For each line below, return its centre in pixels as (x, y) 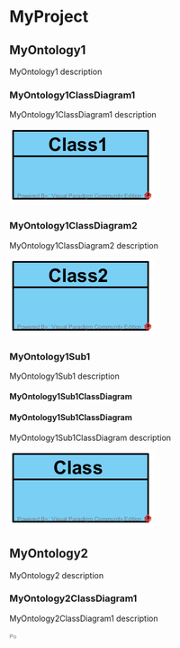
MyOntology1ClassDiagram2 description (84, 245)
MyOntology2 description (57, 575)
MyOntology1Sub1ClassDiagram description (90, 437)
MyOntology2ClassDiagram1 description (84, 618)
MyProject (49, 17)
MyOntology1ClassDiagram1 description (83, 115)
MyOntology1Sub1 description (64, 376)
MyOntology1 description (56, 71)
